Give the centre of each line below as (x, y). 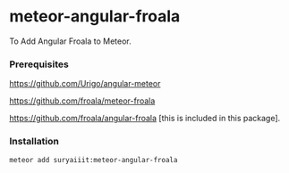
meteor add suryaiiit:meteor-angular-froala (93, 160)
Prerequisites (39, 64)
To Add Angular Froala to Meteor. (70, 41)
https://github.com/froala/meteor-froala (82, 101)
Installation (34, 142)
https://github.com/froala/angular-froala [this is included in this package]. (145, 119)
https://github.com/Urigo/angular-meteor (85, 84)
